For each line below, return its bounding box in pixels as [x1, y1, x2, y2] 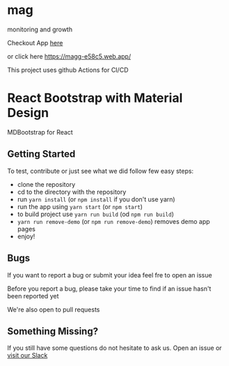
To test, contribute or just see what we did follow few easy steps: [7, 167, 194, 175]
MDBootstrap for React [7, 128, 73, 136]
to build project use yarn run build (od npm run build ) [17, 210, 174, 218]
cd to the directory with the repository [17, 188, 127, 196]
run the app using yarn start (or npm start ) [17, 202, 143, 211]
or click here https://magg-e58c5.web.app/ [7, 52, 131, 61]
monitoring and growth [7, 25, 73, 33]
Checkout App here [7, 38, 63, 47]
